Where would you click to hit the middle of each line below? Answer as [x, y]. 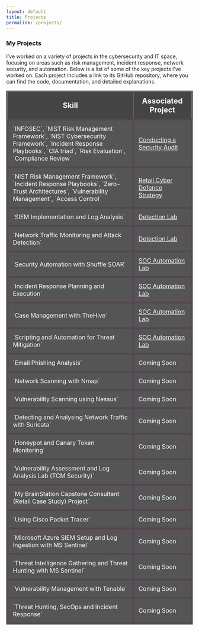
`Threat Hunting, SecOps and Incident [65, 607]
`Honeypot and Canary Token [54, 443]
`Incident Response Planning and [59, 286]
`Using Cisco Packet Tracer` [52, 519]
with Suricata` [32, 424]
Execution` [28, 293]
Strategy [150, 195]
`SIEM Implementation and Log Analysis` [69, 217]
